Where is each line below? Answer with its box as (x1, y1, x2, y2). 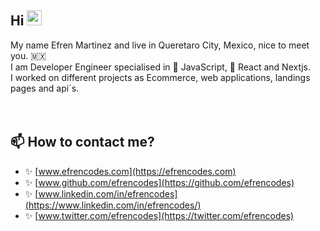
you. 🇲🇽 (10, 49, 47, 61)
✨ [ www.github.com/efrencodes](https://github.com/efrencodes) (24, 176, 295, 188)
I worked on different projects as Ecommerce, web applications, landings (10, 71, 311, 83)
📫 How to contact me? (10, 134, 155, 151)
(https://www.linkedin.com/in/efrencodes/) (24, 199, 202, 211)
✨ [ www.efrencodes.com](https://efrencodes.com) (24, 165, 237, 177)
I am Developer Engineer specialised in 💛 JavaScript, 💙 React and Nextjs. (10, 61, 311, 73)
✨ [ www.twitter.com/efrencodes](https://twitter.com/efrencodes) (24, 209, 295, 221)
